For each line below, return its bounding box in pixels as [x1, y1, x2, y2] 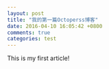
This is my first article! [7, 54, 70, 62]
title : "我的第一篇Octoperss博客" [7, 16, 99, 23]
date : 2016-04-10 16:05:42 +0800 [7, 23, 103, 29]
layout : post [7, 10, 45, 17]
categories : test [7, 36, 57, 42]
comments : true [7, 29, 51, 36]
